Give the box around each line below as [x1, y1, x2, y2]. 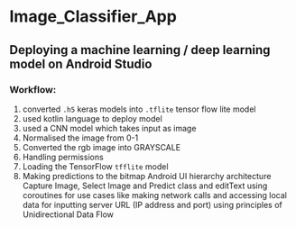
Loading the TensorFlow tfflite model [22, 160, 169, 172]
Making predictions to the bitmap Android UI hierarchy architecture [22, 170, 272, 181]
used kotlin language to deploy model [22, 113, 162, 123]
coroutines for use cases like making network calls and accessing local [22, 189, 287, 200]
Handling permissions [22, 151, 104, 162]
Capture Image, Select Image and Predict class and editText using [22, 180, 268, 191]
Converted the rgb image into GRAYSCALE [22, 141, 181, 152]
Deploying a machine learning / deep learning [9, 42, 271, 58]
